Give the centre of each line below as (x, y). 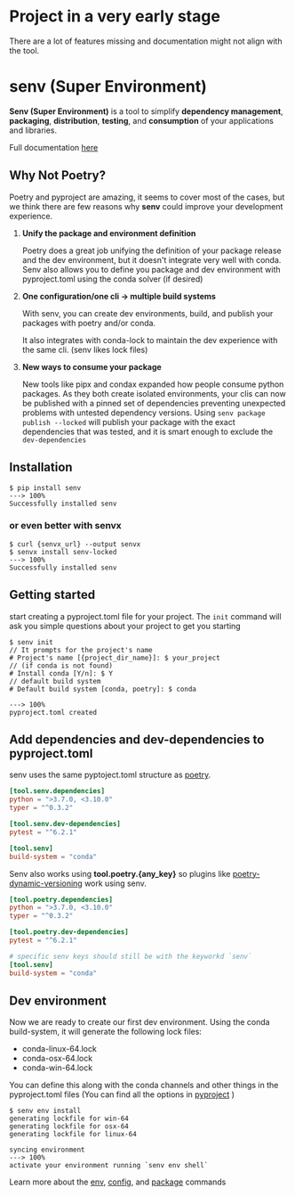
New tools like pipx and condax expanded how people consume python (153, 384)
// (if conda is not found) (61, 666)
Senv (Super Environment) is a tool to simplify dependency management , (146, 111)
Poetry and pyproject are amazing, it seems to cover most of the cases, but (147, 197)
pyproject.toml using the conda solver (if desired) (112, 279)
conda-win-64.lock (57, 1068)
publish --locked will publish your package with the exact (128, 422)
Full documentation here (54, 147)
